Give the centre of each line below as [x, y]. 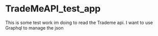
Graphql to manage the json [34, 27]
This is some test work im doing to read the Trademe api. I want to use [79, 22]
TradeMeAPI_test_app [53, 9]
